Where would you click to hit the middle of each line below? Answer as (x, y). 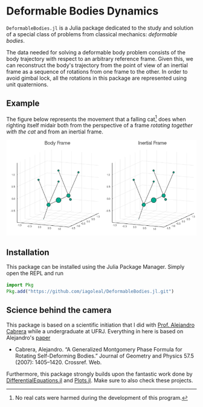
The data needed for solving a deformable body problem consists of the (96, 52)
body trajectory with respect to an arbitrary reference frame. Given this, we (100, 59)
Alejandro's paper (28, 338)
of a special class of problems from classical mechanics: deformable (92, 34)
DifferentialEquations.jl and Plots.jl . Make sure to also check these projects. (100, 380)
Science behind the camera (59, 310)
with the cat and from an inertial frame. (55, 132)
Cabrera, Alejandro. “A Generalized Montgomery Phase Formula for (98, 349)
